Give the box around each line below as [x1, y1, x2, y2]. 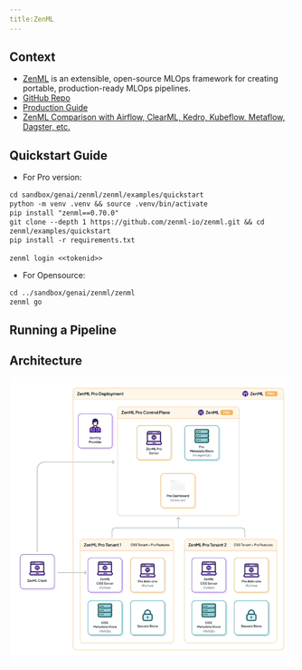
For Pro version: [22, 172, 82, 183]
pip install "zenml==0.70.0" [9, 209, 119, 218]
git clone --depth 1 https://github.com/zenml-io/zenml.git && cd [9, 218, 265, 227]
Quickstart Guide [9, 148, 109, 163]
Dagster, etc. [22, 121, 71, 132]
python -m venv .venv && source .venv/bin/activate [9, 199, 208, 209]
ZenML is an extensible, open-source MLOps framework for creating [22, 73, 278, 84]
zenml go [9, 297, 42, 307]
